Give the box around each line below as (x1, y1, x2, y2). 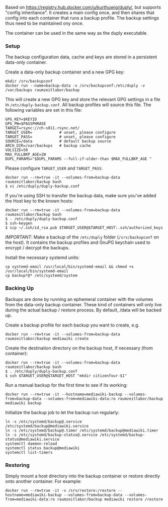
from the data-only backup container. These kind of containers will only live (5, 301, 162, 307)
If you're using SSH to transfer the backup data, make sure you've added (5, 193, 157, 199)
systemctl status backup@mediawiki (5, 445, 80, 451)
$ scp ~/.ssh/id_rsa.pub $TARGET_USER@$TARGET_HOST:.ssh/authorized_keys (5, 225, 163, 230)
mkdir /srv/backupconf (5, 79, 53, 84)
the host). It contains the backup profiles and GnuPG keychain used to (5, 239, 151, 245)
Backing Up (5, 285, 34, 292)
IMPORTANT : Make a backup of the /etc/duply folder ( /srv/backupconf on (5, 234, 159, 240)
